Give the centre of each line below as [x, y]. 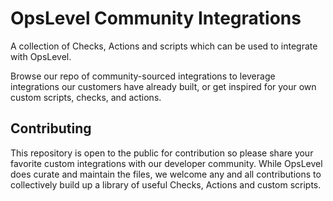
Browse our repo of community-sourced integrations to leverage [143, 76]
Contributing [51, 128]
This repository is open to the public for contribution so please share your [162, 153]
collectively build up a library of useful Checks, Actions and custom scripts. [166, 184]
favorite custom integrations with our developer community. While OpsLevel [166, 163]
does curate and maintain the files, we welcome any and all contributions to [166, 174]
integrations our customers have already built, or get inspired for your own [163, 86]
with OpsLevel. [41, 56]
